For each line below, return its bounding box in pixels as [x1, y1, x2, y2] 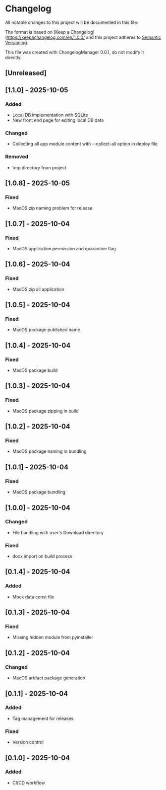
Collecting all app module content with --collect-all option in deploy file [12, 141, 158, 147]
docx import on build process [12, 553, 73, 559]
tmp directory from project [12, 164, 67, 170]
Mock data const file [12, 594, 55, 600]
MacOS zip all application [12, 286, 64, 292]
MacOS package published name [12, 327, 80, 333]
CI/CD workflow [12, 780, 46, 786]
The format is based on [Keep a [5, 29, 70, 35]
